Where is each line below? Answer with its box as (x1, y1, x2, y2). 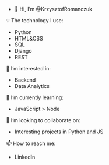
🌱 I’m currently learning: (6, 94, 64, 101)
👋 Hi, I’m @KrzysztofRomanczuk (14, 6, 93, 12)
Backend (14, 76, 36, 83)
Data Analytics (14, 83, 50, 89)
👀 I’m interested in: (6, 65, 51, 72)
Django (14, 48, 32, 54)
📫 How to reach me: (6, 140, 56, 147)
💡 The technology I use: (6, 17, 64, 23)
